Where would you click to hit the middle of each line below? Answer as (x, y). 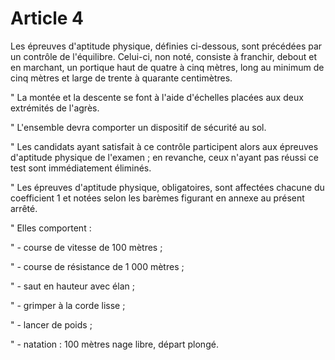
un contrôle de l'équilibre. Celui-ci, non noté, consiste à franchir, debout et (164, 56)
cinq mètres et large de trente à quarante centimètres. (121, 78)
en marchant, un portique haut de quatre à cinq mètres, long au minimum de (167, 67)
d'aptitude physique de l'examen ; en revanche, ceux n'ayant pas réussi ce (165, 157)
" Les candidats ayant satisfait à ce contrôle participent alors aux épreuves (164, 146)
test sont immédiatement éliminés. (81, 168)
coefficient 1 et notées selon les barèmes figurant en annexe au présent (157, 198)
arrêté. (24, 208)
